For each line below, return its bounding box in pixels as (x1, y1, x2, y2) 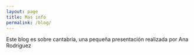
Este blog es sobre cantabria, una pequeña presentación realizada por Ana (6, 36, 189, 43)
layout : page (6, 8, 38, 15)
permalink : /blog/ (6, 20, 51, 25)
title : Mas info (6, 14, 46, 20)
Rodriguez (6, 42, 31, 49)
